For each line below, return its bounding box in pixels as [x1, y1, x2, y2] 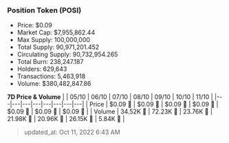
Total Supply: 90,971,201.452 [17, 43, 100, 52]
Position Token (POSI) [7, 5, 82, 15]
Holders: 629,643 [17, 65, 67, 74]
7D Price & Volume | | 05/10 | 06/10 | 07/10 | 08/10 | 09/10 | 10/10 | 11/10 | [7, 93, 213, 101]
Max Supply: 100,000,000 [17, 36, 91, 44]
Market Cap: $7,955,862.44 [17, 28, 96, 36]
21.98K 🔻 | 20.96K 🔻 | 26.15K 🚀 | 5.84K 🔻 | [7, 115, 125, 123]
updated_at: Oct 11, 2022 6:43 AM [23, 128, 120, 136]
